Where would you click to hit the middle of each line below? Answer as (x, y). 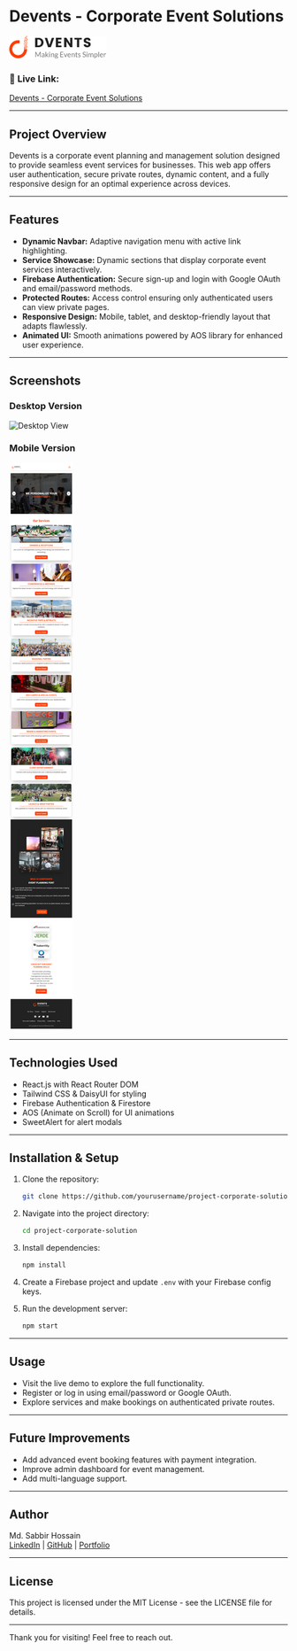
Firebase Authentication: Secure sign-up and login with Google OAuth (151, 279)
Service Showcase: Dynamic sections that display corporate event (144, 260)
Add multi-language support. (75, 1478)
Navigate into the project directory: (86, 1213)
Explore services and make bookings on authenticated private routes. (148, 1402)
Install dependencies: (61, 1248)
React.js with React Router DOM (80, 1084)
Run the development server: (75, 1309)
